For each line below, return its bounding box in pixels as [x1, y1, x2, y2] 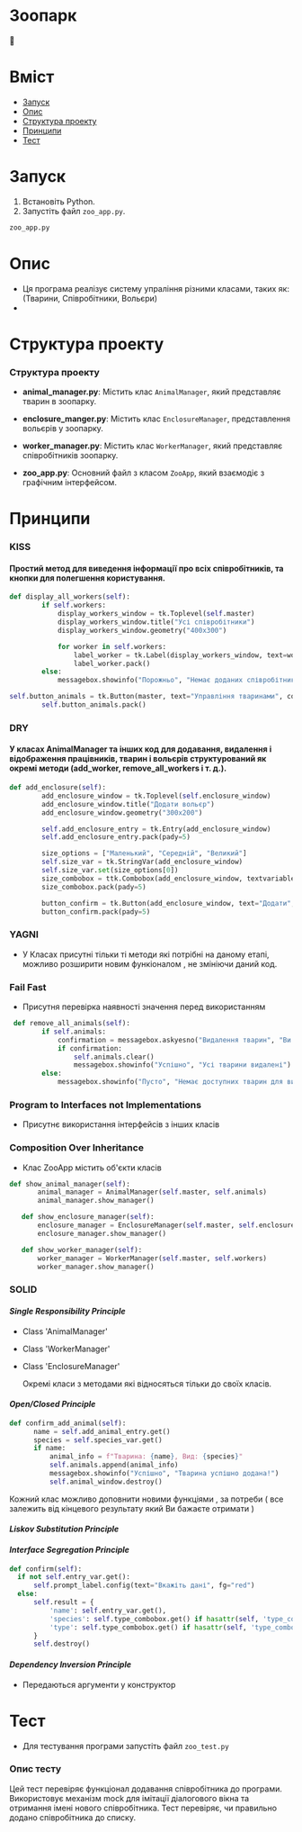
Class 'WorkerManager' [22, 1343, 111, 1354]
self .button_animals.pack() [41, 700, 147, 709]
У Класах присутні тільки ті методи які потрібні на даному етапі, [22, 949, 270, 960]
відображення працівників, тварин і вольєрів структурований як [9, 754, 267, 764]
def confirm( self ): [9, 1564, 83, 1574]
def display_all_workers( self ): [9, 592, 130, 601]
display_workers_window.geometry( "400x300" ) [57, 626, 227, 635]
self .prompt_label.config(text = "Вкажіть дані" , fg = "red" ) [32, 1581, 255, 1590]
